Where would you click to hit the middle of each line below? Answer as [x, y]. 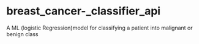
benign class [22, 34]
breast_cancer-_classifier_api [84, 11]
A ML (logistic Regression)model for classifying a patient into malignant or [99, 28]
